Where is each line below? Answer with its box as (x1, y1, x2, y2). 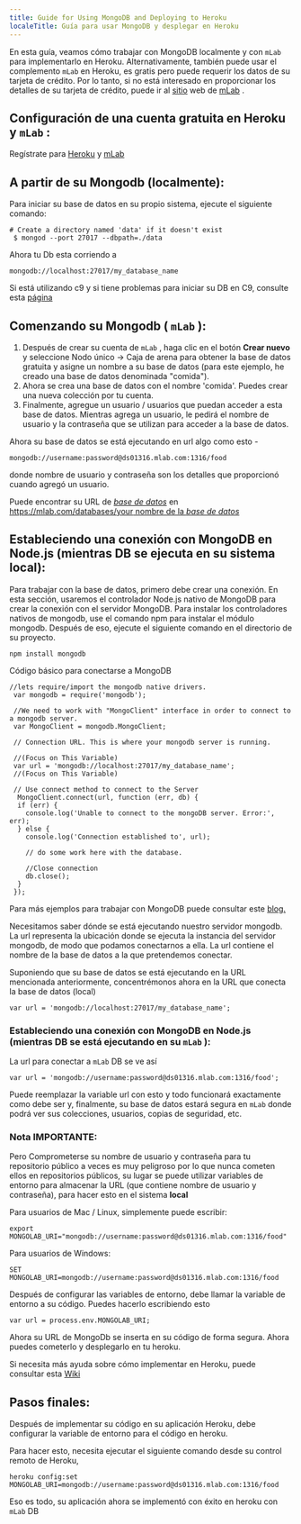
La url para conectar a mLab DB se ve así (9, 1056, 157, 1067)
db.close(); (25, 871, 70, 881)
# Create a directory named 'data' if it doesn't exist (9, 226, 223, 235)
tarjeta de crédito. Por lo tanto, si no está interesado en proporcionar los (9, 75, 277, 86)
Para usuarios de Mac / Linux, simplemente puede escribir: (9, 1207, 227, 1218)
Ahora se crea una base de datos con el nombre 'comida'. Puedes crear (22, 380, 288, 391)
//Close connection (25, 864, 99, 873)
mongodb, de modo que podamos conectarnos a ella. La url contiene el (9, 939, 274, 950)
